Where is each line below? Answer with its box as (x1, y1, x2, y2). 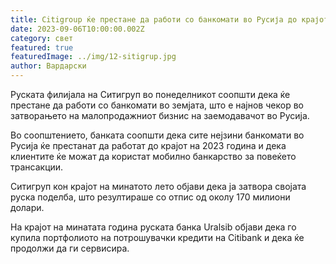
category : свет (10, 33, 74, 43)
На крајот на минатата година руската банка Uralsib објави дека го (10, 221, 297, 233)
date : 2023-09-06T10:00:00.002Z (10, 24, 145, 34)
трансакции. (10, 161, 64, 173)
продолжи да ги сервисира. (10, 242, 130, 254)
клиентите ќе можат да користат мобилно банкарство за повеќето (10, 151, 297, 162)
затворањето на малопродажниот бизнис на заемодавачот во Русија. (10, 110, 310, 121)
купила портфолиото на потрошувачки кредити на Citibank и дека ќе (10, 232, 305, 243)
